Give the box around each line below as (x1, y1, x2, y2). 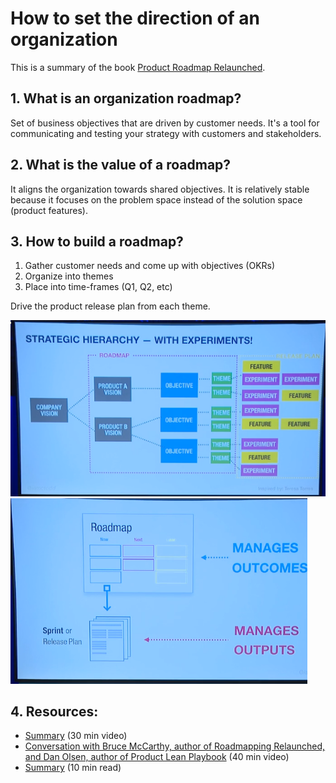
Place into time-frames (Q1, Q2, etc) (24, 281, 173, 293)
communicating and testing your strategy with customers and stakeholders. (10, 127, 322, 139)
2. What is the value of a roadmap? (10, 157, 232, 174)
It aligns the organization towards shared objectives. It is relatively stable (10, 183, 310, 195)
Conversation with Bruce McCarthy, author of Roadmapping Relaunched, (24, 740, 326, 752)
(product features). (10, 204, 88, 216)
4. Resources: (10, 703, 99, 721)
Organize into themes (24, 270, 114, 282)
